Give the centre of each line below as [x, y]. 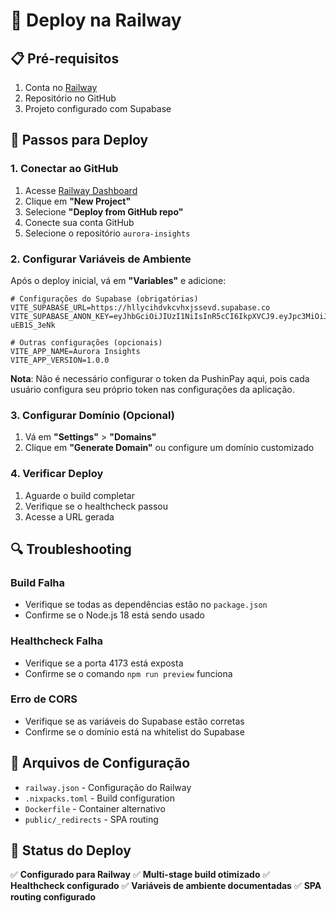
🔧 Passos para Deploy [79, 140]
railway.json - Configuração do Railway [108, 787]
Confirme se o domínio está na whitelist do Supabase [134, 731]
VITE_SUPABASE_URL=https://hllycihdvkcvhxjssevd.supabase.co [140, 307]
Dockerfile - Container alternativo [95, 808]
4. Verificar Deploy [57, 474]
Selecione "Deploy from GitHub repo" [104, 211]
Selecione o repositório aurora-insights [107, 233]
